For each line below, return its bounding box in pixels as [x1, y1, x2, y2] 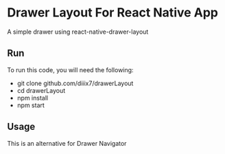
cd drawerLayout [16, 86, 66, 94]
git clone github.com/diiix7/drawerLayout [16, 79, 134, 87]
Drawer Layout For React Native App [7, 5, 218, 21]
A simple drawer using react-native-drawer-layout [7, 27, 149, 36]
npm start [16, 101, 45, 109]
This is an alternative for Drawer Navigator [7, 139, 127, 147]
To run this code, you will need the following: [7, 65, 134, 74]
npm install [16, 93, 49, 102]
